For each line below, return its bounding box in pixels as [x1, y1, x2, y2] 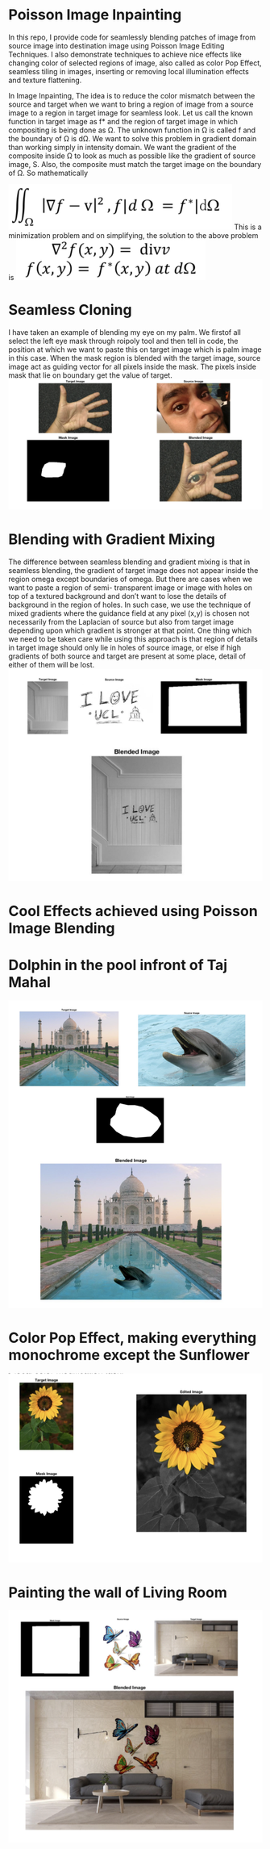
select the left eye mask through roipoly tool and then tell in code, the [8, 336, 239, 345]
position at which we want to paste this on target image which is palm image [8, 345, 262, 354]
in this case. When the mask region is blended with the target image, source [8, 353, 261, 362]
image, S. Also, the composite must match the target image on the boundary [8, 159, 262, 169]
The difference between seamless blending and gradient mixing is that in [8, 557, 251, 567]
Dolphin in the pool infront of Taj [8, 956, 228, 974]
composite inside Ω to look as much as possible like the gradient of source [8, 151, 256, 161]
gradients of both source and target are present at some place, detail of [8, 651, 246, 661]
